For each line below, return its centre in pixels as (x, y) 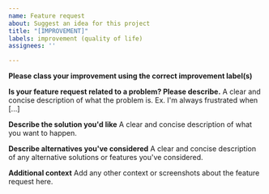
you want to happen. (43, 133)
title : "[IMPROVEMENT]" (49, 31)
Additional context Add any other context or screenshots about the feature (134, 173)
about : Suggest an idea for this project (79, 23)
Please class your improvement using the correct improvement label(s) (130, 76)
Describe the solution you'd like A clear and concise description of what (130, 124)
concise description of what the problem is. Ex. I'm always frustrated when (133, 100)
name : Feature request (47, 16)
